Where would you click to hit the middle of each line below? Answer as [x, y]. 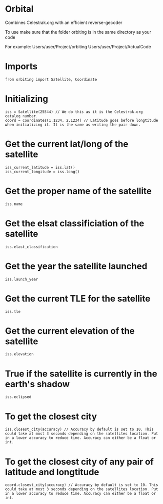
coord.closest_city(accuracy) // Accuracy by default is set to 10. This [82, 485]
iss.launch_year [21, 279]
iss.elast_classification [31, 247]
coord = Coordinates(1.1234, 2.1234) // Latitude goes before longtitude [82, 120]
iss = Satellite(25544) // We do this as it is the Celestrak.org [74, 112]
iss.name [14, 204]
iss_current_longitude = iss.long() [42, 172]
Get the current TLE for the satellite [78, 298]
